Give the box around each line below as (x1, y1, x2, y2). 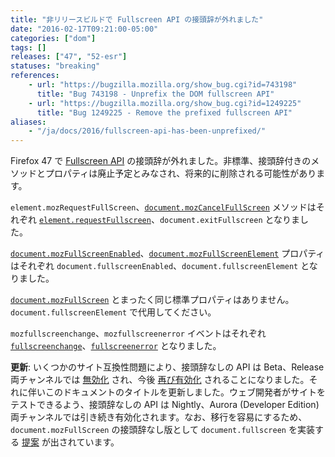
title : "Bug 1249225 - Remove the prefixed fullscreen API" (36, 107, 293, 118)
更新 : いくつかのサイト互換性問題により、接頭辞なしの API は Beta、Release (10, 361, 325, 373)
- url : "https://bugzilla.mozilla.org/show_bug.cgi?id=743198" (28, 80, 298, 90)
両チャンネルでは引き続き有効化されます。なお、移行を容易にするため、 (10, 411, 308, 423)
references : (10, 71, 60, 81)
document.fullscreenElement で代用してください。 (10, 306, 217, 318)
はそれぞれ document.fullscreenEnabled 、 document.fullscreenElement (10, 260, 299, 272)
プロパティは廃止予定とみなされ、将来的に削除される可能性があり (44, 167, 317, 180)
